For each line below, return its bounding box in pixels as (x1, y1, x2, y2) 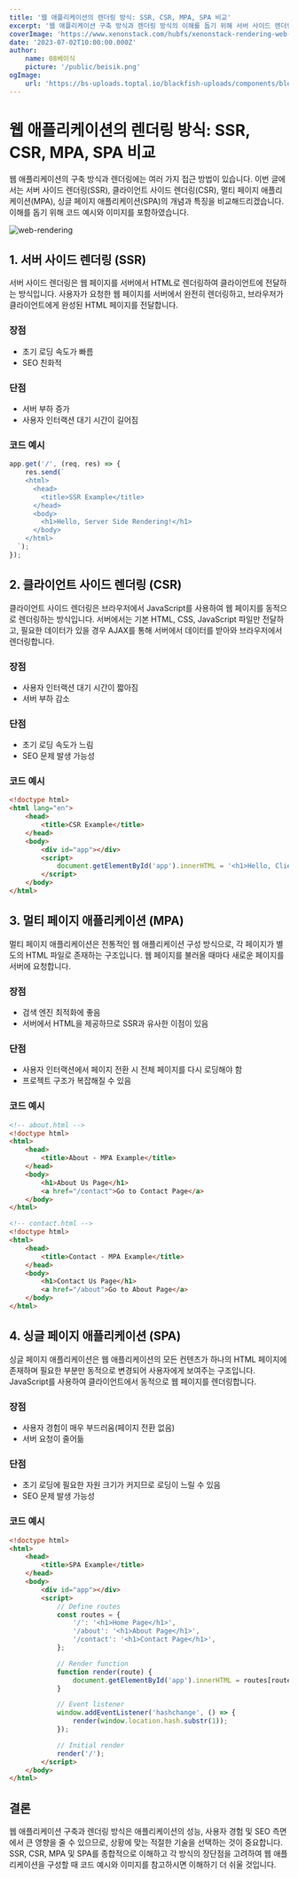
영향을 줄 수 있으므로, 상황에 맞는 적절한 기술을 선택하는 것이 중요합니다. (35, 1837, 284, 1848)
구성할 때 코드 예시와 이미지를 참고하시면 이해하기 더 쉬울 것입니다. (47, 1859, 277, 1870)
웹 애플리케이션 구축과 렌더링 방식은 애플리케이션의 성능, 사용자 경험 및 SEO (9, 1826, 271, 1837)
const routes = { (56, 1610, 122, 1619)
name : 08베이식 (25, 54, 75, 63)
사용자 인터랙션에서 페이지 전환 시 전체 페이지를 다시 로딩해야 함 (21, 1064, 242, 1075)
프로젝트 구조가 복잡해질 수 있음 (21, 1076, 131, 1086)
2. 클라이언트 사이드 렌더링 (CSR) (9, 577, 182, 593)
